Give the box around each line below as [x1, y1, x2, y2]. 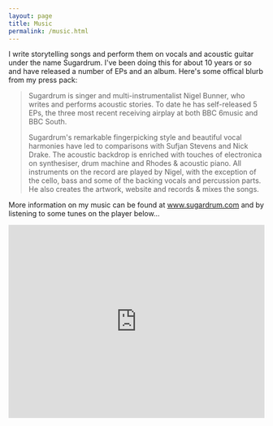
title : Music [8, 20, 53, 28]
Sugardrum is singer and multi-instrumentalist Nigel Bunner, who [28, 91, 245, 101]
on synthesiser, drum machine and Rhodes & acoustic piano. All [28, 159, 242, 168]
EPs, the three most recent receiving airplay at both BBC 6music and [28, 108, 258, 118]
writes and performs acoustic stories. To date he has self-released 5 [28, 99, 258, 110]
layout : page [8, 11, 53, 20]
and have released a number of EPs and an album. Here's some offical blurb [8, 67, 264, 76]
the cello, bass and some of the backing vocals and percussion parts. [28, 176, 262, 185]
